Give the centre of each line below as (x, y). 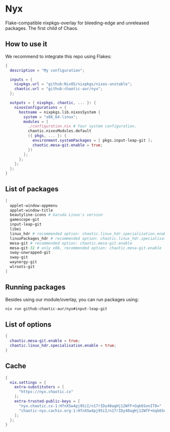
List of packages (32, 189)
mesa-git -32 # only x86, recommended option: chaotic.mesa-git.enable (86, 248)
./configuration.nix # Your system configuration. (82, 126)
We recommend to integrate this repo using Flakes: (58, 56)
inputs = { (21, 80)
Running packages (35, 287)
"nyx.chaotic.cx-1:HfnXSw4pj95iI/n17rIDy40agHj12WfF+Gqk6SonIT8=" (90, 406)
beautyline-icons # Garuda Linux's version (56, 215)
